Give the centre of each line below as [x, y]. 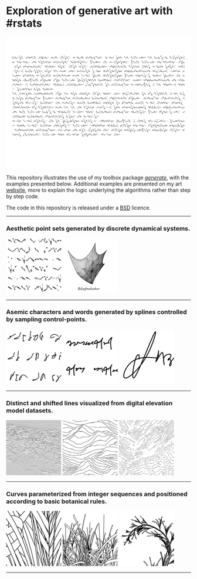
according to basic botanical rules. [57, 501]
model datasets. [30, 410]
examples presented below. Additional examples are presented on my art [94, 184]
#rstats [24, 23]
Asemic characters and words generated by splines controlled [96, 312]
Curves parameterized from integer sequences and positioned [97, 494]
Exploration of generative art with [89, 11]
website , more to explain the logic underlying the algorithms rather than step [98, 190]
